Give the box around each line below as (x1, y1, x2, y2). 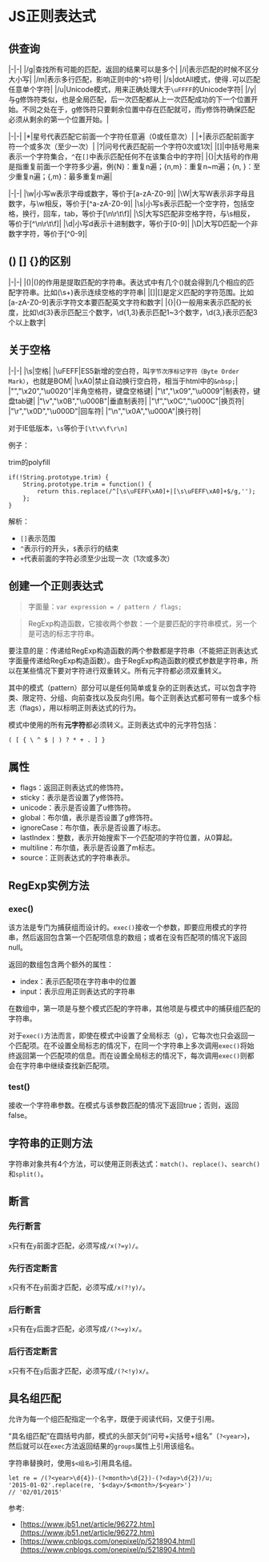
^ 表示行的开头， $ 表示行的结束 (19, 543, 119, 553)
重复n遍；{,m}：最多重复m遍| (14, 172, 113, 181)
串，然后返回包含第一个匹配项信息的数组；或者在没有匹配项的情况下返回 (8, 932, 247, 942)
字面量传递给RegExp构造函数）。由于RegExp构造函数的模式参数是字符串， (8, 656, 252, 666)
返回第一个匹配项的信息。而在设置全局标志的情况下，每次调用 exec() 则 (14, 1050, 247, 1060)
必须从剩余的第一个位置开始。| (8, 115, 110, 124)
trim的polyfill (8, 457, 50, 467)
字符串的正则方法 (8, 1136, 93, 1150)
